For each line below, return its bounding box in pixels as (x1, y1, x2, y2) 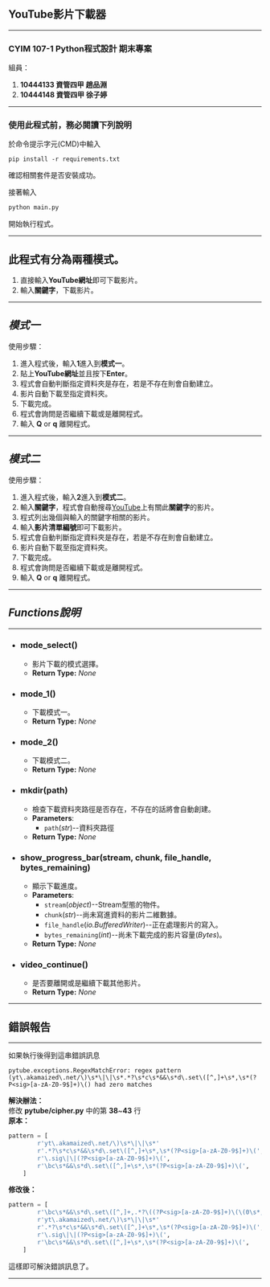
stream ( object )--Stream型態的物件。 (43, 900, 165, 910)
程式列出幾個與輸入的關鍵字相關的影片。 (19, 512, 154, 522)
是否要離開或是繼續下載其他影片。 (31, 978, 145, 988)
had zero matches (94, 1080, 153, 1089)
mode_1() (19, 688, 56, 699)
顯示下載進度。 (31, 881, 82, 891)
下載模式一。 (31, 707, 75, 717)
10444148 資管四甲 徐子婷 (19, 90, 108, 100)
